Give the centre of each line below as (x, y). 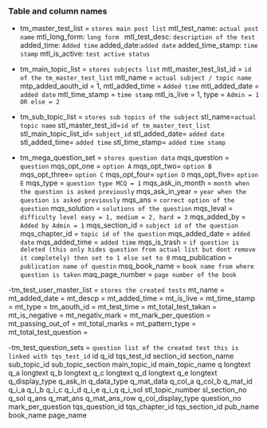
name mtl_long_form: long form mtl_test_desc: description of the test (137, 37)
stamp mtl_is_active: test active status (85, 54)
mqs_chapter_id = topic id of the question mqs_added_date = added (135, 234)
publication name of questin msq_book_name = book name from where (137, 266)
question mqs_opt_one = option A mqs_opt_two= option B (116, 166)
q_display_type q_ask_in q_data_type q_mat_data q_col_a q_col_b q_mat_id (130, 381)
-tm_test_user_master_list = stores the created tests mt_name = (116, 290)
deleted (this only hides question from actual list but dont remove (138, 250)
